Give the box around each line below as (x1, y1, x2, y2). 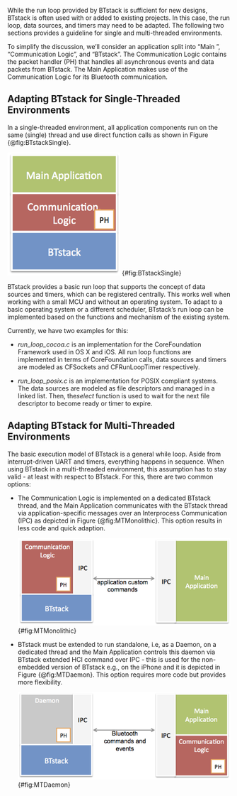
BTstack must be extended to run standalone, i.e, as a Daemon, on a (17, 640, 217, 648)
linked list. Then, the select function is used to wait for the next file (17, 391, 210, 400)
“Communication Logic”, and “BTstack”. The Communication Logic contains (7, 50, 227, 58)
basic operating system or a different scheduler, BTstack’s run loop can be (7, 305, 224, 313)
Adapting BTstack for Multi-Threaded (7, 420, 175, 432)
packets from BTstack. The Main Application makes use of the (7, 65, 188, 73)
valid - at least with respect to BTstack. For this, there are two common (7, 472, 214, 481)
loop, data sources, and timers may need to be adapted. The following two (7, 21, 224, 29)
